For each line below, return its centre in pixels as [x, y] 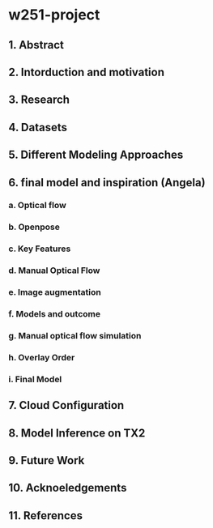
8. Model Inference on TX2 [77, 433]
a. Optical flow [37, 206]
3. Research [39, 100]
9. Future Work [47, 460]
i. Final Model [35, 379]
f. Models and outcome [55, 314]
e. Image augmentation [55, 292]
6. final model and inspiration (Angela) [107, 183]
